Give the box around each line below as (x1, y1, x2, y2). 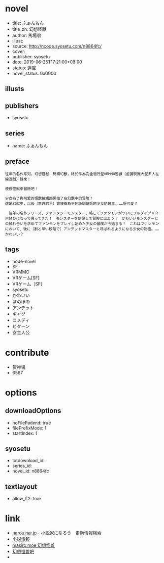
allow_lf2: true (12, 496, 41, 502)
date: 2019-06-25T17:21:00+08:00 (12, 59, 82, 65)
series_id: (12, 463, 32, 469)
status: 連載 (12, 65, 36, 71)
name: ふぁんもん (12, 142, 48, 148)
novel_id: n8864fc (12, 468, 49, 474)
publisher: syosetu (12, 53, 50, 59)
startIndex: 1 (12, 430, 37, 436)
